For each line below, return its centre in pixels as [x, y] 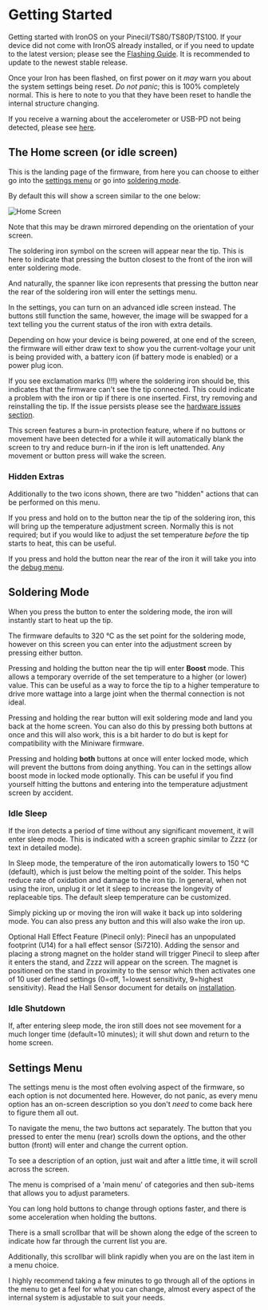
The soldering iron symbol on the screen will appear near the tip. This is [126, 250]
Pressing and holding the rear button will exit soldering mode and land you [130, 717]
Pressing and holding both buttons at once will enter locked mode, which [128, 758]
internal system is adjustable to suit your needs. [87, 1298]
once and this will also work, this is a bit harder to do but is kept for [118, 734]
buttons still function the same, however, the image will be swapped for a [128, 316]
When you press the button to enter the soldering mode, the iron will [120, 611]
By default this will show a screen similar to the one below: [104, 196]
